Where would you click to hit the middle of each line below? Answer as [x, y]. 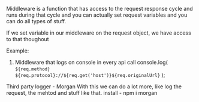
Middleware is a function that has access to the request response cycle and [99, 9]
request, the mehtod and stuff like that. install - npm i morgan [82, 93]
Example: [18, 51]
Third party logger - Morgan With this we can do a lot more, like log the [94, 86]
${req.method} [32, 69]
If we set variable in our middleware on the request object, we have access [99, 33]
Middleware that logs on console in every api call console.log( [91, 62]
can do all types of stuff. [36, 21]
